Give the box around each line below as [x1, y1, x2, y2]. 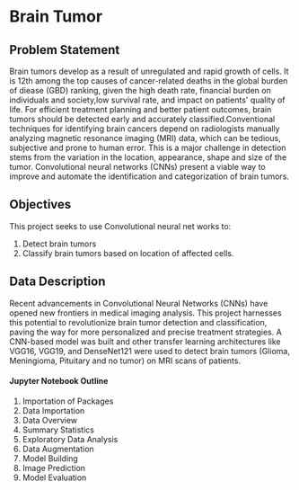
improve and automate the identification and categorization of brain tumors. [9, 171, 290, 182]
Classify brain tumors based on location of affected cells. [22, 247, 234, 258]
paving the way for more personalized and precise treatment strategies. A [9, 326, 283, 337]
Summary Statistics [22, 424, 94, 435]
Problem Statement [9, 42, 120, 58]
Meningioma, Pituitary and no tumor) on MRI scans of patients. [9, 355, 241, 366]
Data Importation [22, 405, 85, 415]
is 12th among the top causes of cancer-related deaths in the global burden [9, 76, 288, 86]
